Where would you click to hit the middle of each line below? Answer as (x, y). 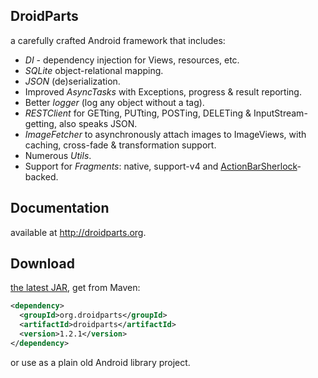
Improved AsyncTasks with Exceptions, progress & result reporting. (163, 91)
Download (42, 264)
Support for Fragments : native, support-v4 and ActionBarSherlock (161, 166)
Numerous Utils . (58, 155)
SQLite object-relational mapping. (94, 70)
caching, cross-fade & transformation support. (120, 145)
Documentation (60, 208)
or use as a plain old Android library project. (100, 362)
